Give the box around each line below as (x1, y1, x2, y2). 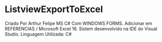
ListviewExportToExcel (5, 4, 103, 15)
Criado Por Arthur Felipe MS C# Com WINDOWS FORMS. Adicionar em (5, 20, 152, 26)
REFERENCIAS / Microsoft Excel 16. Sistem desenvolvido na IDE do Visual (5, 25, 157, 31)
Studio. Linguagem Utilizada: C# (5, 31, 72, 37)
